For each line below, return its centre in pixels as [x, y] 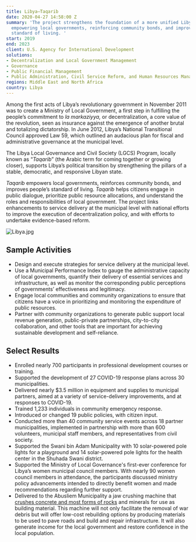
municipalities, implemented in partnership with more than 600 [90, 427]
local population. [34, 533]
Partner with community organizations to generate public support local [99, 314]
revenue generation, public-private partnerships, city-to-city [87, 320]
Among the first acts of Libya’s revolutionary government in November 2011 [96, 104]
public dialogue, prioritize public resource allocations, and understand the [95, 195]
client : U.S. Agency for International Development [70, 50]
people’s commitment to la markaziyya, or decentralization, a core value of [96, 116]
